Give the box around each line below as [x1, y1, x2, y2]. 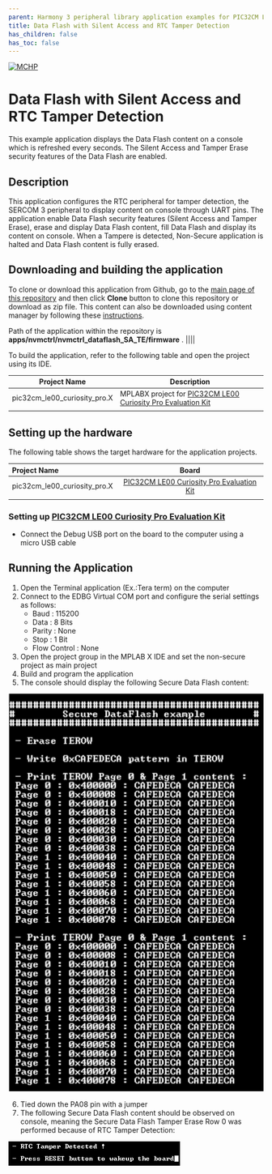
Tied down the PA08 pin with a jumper [19, 1099, 148, 1109]
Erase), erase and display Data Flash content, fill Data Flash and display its [8, 223, 257, 232]
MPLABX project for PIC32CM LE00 [120, 389, 240, 399]
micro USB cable [19, 537, 77, 547]
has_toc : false [8, 39, 60, 47]
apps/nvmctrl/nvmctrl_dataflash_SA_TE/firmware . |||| [8, 335, 196, 344]
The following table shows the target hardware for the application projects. [8, 447, 257, 457]
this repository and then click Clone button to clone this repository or [8, 292, 239, 303]
